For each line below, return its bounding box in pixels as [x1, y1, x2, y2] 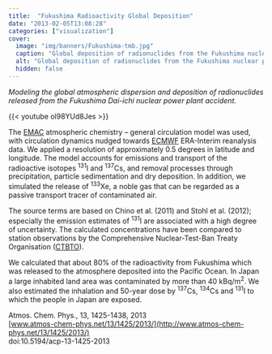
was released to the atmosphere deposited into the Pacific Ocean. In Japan [8, 265, 260, 276]
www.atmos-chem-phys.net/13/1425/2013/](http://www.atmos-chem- [11, 319, 244, 329]
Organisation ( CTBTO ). [8, 241, 84, 252]
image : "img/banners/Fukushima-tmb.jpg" [15, 42, 154, 50]
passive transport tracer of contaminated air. [8, 190, 158, 200]
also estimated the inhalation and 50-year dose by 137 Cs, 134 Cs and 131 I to [8, 285, 255, 296]
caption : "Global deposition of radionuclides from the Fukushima [15, 50, 244, 58]
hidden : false [15, 65, 63, 73]
